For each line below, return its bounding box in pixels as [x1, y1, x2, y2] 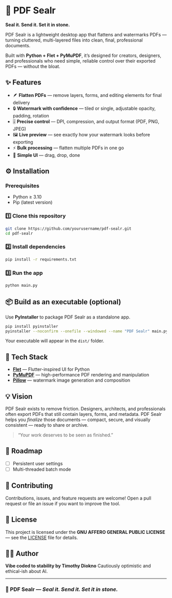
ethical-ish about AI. [5, 568, 48, 574]
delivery [12, 99, 30, 106]
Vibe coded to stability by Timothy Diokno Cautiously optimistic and [5, 563, 151, 569]
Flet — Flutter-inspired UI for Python [12, 366, 90, 372]
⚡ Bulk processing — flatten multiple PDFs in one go [12, 145, 124, 151]
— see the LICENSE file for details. [5, 534, 78, 541]
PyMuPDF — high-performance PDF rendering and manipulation [12, 372, 149, 378]
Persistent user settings [12, 460, 63, 466]
